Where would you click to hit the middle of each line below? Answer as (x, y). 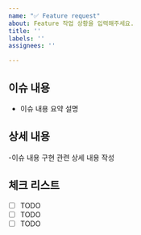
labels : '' (27, 38)
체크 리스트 (34, 185)
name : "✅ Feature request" (54, 16)
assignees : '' (32, 46)
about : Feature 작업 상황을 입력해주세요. (71, 23)
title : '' (25, 31)
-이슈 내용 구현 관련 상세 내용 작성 (62, 157)
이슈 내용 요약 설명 (49, 108)
